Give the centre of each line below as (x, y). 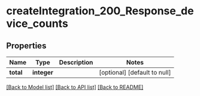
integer (43, 72)
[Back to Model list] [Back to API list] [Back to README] (75, 87)
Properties (26, 46)
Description (76, 62)
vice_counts (37, 24)
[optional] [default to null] (135, 72)
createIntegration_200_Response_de (100, 11)
